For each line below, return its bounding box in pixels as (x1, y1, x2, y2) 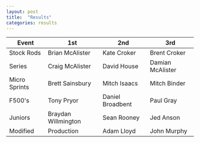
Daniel (102, 93, 121, 101)
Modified (9, 127, 35, 135)
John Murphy (149, 127, 187, 135)
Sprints (9, 83, 30, 91)
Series (9, 62, 27, 70)
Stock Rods (9, 49, 42, 57)
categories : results (6, 20, 58, 26)
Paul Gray (149, 97, 177, 105)
